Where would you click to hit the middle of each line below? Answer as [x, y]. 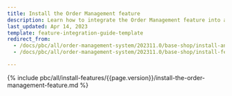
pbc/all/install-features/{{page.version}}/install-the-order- [123, 77]
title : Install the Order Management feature [74, 13]
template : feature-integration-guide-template [75, 33]
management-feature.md [43, 85]
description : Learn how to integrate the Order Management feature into [114, 20]
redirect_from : [29, 39]
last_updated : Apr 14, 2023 [48, 26]
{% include [23, 77]
